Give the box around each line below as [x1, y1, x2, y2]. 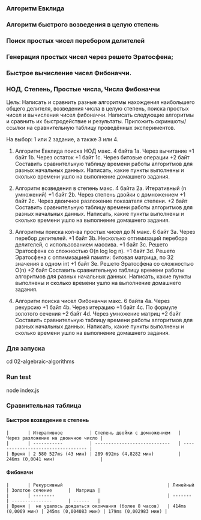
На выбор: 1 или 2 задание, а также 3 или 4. [6, 135, 119, 142]
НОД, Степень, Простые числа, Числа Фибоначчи [6, 85, 160, 93]
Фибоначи [6, 469, 34, 476]
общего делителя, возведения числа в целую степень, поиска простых [6, 105, 189, 112]
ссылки [6, 124, 26, 131]
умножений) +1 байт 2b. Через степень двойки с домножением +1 [14, 191, 186, 198]
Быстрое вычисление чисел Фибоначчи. [6, 69, 132, 77]
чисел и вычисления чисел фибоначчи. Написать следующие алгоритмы [6, 111, 194, 118]
